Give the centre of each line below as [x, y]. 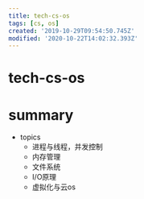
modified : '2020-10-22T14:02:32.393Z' [73, 38]
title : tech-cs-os [39, 16]
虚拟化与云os [54, 187]
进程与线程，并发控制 [67, 147]
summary [41, 115]
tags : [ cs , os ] [34, 23]
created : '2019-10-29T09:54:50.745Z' [72, 31]
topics [30, 137]
